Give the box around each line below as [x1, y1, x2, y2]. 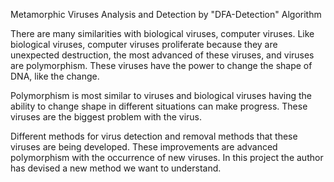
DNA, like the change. [10, 70, 100, 82]
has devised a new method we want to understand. [10, 162, 222, 174]
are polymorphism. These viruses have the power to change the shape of [10, 60, 313, 71]
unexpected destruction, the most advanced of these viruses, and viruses [10, 49, 315, 61]
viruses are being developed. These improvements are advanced [10, 141, 278, 153]
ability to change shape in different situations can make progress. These [10, 100, 308, 112]
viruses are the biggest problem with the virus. [10, 111, 203, 123]
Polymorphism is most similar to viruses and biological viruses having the [10, 90, 312, 101]
